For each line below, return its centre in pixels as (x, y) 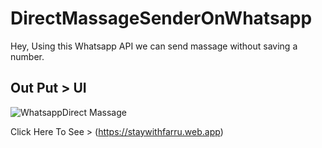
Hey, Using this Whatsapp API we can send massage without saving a (154, 46)
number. (27, 56)
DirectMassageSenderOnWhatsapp (161, 18)
